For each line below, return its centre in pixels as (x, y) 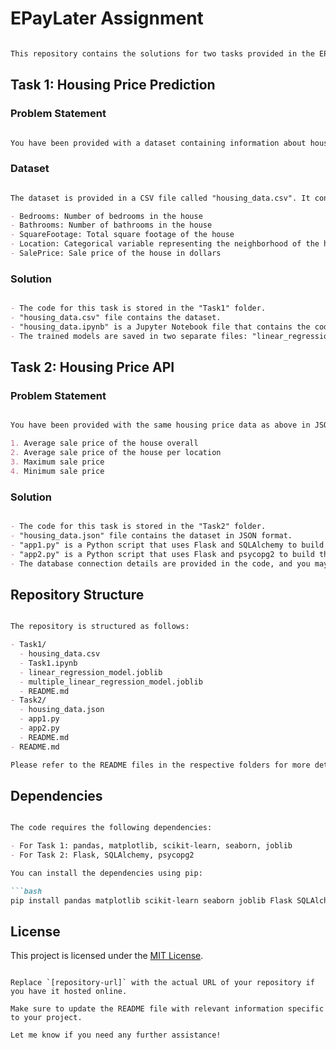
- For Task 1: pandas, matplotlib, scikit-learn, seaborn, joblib (151, 846)
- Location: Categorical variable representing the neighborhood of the (165, 244)
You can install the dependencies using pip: (106, 873)
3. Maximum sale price (57, 462)
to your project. (46, 1018)
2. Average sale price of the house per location (116, 453)
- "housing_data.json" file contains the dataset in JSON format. (151, 535)
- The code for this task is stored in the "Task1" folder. (138, 308)
